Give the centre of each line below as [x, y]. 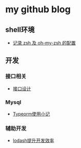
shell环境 [20, 29]
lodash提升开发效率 [33, 141]
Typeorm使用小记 [31, 114]
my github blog [38, 9]
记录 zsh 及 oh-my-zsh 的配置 [44, 43]
